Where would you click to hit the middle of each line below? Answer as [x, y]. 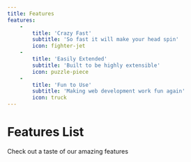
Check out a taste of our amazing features [68, 151]
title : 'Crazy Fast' [62, 33]
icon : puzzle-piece [61, 72]
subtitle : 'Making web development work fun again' [109, 91]
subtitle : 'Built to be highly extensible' [96, 65]
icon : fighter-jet [59, 46]
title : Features [31, 14]
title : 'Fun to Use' [62, 85]
